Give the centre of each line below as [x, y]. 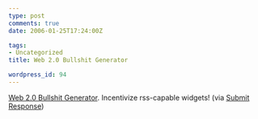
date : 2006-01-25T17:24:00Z [56, 31]
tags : [17, 45]
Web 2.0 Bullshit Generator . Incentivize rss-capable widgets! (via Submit [129, 97]
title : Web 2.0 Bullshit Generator [68, 60]
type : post [27, 16]
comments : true [34, 23]
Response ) [26, 106]
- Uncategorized [36, 53]
